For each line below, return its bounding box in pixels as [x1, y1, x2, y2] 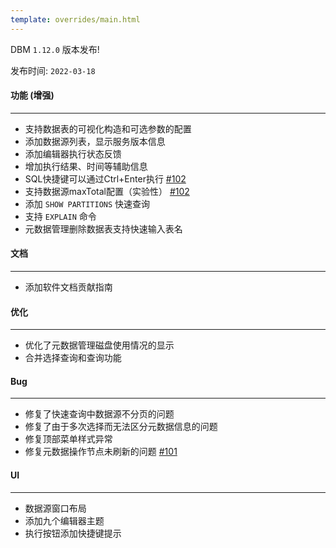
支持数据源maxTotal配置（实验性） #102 [24, 185, 190, 197]
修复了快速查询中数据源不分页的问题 [24, 408, 175, 420]
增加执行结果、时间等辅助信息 [24, 160, 148, 172]
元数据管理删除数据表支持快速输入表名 [24, 222, 183, 235]
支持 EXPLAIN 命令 [24, 210, 97, 222]
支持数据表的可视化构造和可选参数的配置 [24, 122, 192, 135]
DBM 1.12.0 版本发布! [10, 43, 100, 55]
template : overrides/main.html [10, 14, 141, 25]
